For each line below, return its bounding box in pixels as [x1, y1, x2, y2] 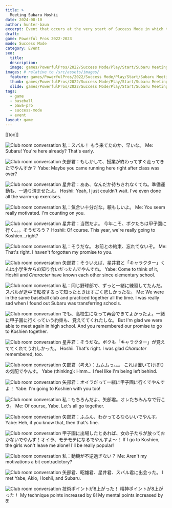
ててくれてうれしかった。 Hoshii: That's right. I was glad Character [5, 345, 147, 351]
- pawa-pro [10, 103, 33, 108]
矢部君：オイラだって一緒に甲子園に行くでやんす [62, 379, 165, 385]
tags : [5, 88, 17, 94]
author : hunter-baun [5, 22, 50, 27]
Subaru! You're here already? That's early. [5, 147, 95, 154]
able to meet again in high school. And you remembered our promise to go [5, 323, 162, 329]
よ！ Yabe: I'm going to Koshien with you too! [5, 385, 101, 391]
